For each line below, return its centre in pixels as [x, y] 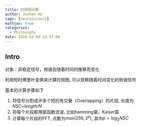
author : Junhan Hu [24, 14]
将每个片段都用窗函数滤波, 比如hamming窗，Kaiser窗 [66, 112]
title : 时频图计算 [22, 10]
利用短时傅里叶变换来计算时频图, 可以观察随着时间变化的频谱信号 [70, 79]
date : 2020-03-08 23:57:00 [33, 37]
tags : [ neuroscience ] [27, 19]
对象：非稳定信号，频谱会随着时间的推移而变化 [52, 69]
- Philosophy [23, 32]
